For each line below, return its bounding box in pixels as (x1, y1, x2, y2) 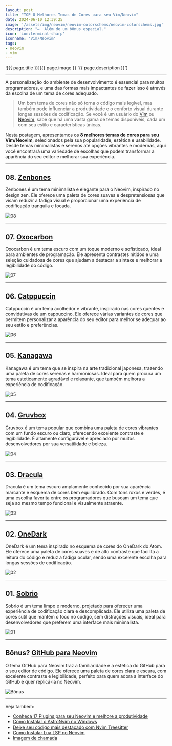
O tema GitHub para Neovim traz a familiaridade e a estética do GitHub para (5, 662, 165, 668)
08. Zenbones (5, 173, 51, 182)
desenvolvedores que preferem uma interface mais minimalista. (5, 619, 140, 625)
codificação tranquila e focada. (5, 203, 71, 209)
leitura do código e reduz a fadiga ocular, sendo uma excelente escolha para (5, 554, 167, 561)
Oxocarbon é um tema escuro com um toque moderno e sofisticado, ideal (5, 246, 161, 252)
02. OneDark (5, 529, 47, 538)
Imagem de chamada (12, 735, 57, 741)
